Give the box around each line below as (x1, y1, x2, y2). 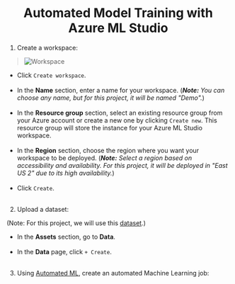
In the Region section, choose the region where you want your (16, 146, 200, 154)
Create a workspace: (16, 43, 79, 52)
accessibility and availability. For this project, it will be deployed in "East (16, 161, 228, 169)
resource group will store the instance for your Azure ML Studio (16, 123, 203, 132)
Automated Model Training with (23, 5, 213, 21)
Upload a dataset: (16, 205, 69, 213)
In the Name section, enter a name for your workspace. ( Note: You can (16, 86, 225, 94)
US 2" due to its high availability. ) (16, 169, 115, 177)
